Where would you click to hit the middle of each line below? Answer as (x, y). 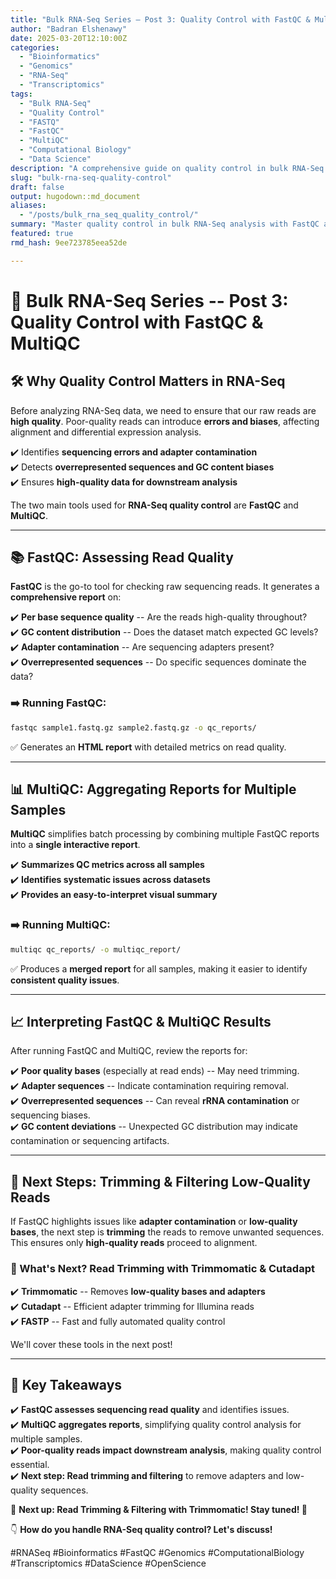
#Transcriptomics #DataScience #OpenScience (108, 1563)
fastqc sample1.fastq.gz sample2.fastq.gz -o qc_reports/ (133, 727)
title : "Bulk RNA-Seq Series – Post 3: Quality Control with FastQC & (160, 19)
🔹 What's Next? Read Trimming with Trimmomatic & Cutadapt (162, 1269)
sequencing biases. (50, 1115)
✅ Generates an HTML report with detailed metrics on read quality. (148, 747)
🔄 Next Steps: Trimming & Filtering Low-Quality (160, 1181)
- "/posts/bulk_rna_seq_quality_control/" (109, 215)
